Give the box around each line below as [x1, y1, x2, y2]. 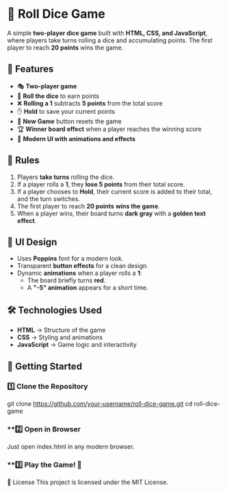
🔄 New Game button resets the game [16, 117, 122, 125]
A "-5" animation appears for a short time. [27, 284, 148, 292]
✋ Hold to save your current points [16, 107, 115, 115]
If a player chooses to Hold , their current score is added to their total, [16, 187, 213, 195]
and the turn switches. [16, 195, 81, 203]
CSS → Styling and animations [16, 333, 103, 341]
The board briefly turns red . [27, 276, 106, 285]
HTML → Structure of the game [16, 326, 106, 335]
